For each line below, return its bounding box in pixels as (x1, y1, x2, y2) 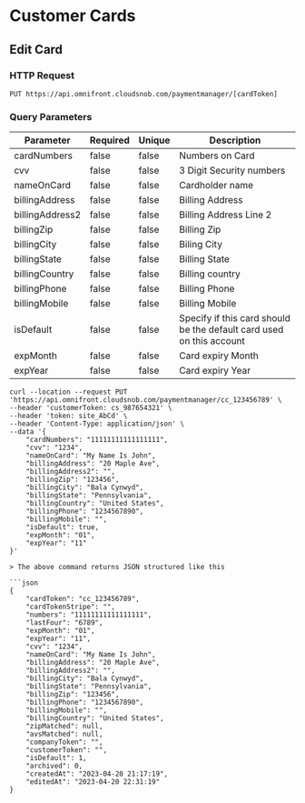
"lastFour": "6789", (25, 618, 103, 627)
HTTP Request (9, 69, 75, 82)
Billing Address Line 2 (179, 208, 272, 221)
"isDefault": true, (25, 523, 100, 532)
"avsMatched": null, (25, 729, 103, 739)
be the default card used (179, 324, 284, 336)
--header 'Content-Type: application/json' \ (9, 419, 184, 428)
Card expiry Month (179, 349, 259, 362)
